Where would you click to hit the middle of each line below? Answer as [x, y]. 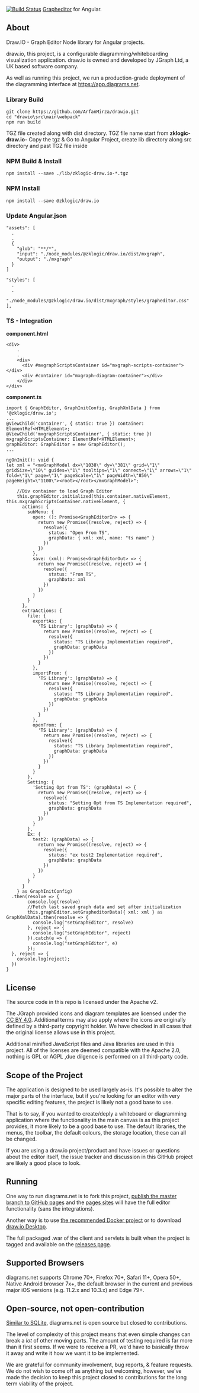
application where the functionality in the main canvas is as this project [93, 1120]
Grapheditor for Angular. [72, 9]
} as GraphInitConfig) [45, 892]
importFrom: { [50, 673]
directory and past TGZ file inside [47, 146]
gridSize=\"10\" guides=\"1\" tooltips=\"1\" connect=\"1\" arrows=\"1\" [99, 470]
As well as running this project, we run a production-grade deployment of [96, 78]
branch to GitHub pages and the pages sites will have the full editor [88, 1202]
